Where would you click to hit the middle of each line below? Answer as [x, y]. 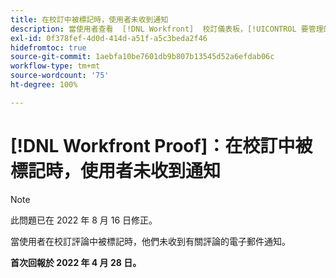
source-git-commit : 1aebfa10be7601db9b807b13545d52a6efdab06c [142, 57]
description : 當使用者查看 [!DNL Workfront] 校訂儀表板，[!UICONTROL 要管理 [167, 29]
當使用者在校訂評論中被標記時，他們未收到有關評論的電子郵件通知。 [150, 241]
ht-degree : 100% [44, 85]
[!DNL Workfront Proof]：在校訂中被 [161, 145]
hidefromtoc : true [48, 47]
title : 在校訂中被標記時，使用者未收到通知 [89, 19]
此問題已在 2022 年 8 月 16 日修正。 [84, 220]
